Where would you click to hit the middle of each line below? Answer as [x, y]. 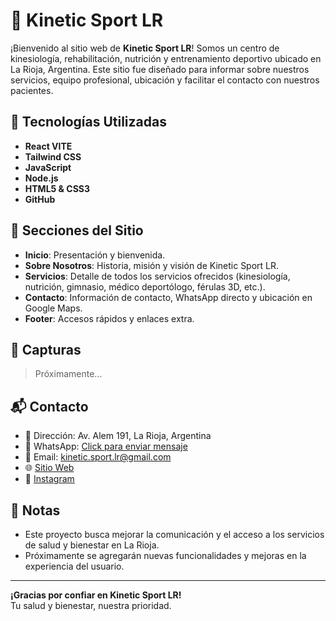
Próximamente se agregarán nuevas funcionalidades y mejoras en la [165, 555]
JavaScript [48, 167]
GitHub [40, 199]
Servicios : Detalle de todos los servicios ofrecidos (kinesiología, [157, 276]
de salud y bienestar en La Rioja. [92, 545]
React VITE [48, 146]
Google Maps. [53, 308]
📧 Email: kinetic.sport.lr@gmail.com [98, 457]
